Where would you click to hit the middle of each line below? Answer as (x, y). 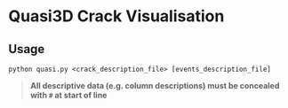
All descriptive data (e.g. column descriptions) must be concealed (155, 85)
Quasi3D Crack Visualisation (116, 16)
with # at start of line (68, 95)
